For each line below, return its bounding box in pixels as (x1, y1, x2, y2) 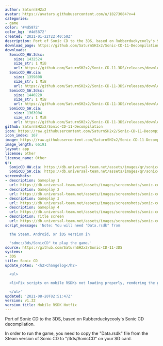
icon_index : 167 (5, 133, 38, 138)
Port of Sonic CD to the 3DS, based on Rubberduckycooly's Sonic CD (5, 316, 144, 322)
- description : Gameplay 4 (5, 205, 60, 210)
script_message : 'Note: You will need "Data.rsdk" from (5, 223, 120, 228)
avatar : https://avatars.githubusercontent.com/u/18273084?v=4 (5, 12, 136, 16)
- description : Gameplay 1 (5, 178, 60, 183)
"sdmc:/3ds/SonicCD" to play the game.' (9, 241, 92, 245)
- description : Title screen (5, 214, 64, 219)
